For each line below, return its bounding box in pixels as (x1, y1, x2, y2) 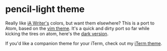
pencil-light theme (5, 3, 85, 15)
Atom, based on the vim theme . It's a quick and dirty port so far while (5, 25, 150, 31)
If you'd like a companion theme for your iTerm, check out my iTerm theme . (5, 40, 162, 46)
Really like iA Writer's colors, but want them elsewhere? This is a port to (5, 20, 155, 26)
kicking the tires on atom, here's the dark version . (5, 30, 109, 36)
